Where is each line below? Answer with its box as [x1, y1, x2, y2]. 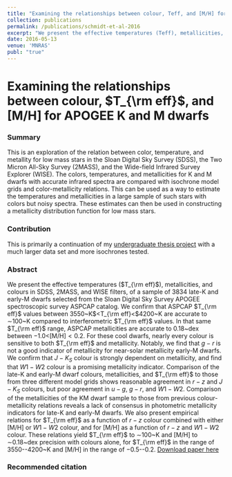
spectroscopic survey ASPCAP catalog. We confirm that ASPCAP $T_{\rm [7, 302, 217, 310]
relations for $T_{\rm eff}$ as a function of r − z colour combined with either [7, 415, 224, 424]
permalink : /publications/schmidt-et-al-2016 [7, 23, 140, 30]
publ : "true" [7, 49, 45, 56]
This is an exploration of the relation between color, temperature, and [7, 148, 204, 156]
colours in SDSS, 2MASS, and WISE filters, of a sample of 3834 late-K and [7, 288, 219, 296]
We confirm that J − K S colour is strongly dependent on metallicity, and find [7, 353, 222, 364]
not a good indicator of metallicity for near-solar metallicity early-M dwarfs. [7, 346, 222, 355]
